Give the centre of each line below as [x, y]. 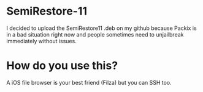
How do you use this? [62, 66]
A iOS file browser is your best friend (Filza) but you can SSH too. [89, 82]
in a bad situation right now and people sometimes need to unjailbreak [95, 34]
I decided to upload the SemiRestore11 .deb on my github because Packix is [102, 28]
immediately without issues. [41, 41]
